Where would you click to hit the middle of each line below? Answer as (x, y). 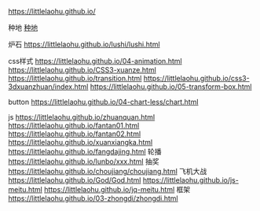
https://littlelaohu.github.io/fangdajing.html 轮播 (85, 152)
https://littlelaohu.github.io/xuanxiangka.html (81, 142)
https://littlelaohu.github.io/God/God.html (75, 180)
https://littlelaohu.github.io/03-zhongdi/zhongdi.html (93, 198)
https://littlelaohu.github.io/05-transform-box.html (171, 87)
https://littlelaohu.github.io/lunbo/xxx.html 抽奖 (84, 161)
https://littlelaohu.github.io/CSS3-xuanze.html (82, 70)
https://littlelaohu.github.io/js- (191, 180)
